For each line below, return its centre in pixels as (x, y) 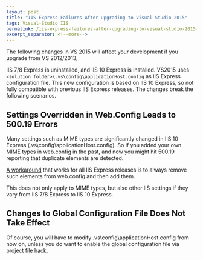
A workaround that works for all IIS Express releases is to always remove (97, 170)
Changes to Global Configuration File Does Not (96, 214)
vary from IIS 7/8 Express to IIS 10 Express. (60, 194)
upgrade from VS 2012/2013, (42, 58)
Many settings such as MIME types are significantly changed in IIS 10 (92, 138)
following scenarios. (31, 96)
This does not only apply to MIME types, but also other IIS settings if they (97, 188)
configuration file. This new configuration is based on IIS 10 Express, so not (100, 83)
